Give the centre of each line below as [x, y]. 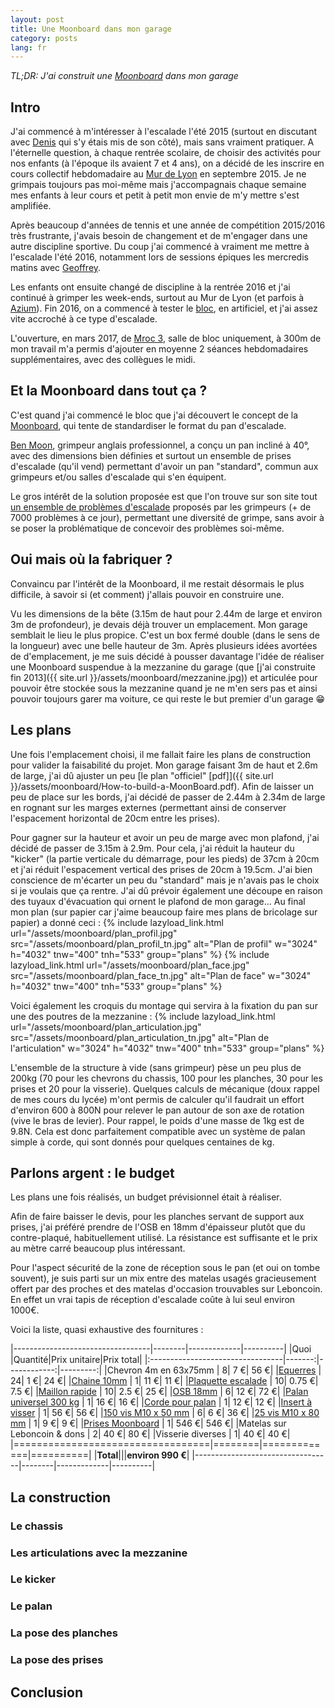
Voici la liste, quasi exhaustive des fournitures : [107, 1330]
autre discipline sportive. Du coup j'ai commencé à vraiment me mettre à [160, 247]
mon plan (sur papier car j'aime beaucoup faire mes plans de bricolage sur [164, 912]
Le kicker [33, 1579]
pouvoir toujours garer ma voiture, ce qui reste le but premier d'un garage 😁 [168, 698]
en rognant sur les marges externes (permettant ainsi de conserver [148, 807]
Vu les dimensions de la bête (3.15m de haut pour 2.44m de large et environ [166, 613]
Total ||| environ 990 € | [143, 1455]
